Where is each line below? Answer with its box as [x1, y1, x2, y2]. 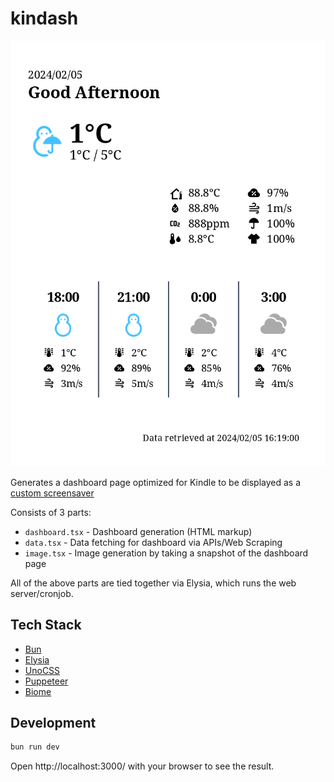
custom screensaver [10, 487, 95, 499]
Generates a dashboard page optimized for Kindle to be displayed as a [10, 476, 302, 488]
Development [10, 715, 97, 731]
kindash [10, 7, 79, 30]
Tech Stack [10, 617, 82, 634]
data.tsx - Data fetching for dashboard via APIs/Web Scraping [24, 536, 283, 548]
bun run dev [10, 742, 60, 752]
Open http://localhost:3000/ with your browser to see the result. [10, 760, 275, 772]
